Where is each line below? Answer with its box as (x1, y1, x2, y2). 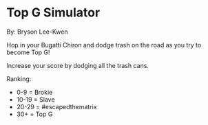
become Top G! (6, 48, 50, 56)
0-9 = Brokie (16, 88, 53, 96)
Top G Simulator (6, 5, 101, 21)
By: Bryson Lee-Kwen (6, 27, 68, 36)
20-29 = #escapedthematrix (16, 102, 97, 111)
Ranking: (6, 74, 32, 83)
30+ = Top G (16, 110, 53, 118)
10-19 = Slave (16, 95, 56, 104)
